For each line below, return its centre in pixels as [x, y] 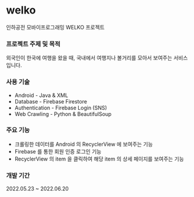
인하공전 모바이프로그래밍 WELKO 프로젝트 [55, 27]
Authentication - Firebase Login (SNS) [61, 108]
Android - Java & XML [41, 95]
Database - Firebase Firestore [51, 101]
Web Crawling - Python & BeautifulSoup [63, 114]
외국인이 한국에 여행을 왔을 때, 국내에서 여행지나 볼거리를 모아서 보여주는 [89, 58]
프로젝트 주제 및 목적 [33, 44]
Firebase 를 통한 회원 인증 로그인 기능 [58, 151]
